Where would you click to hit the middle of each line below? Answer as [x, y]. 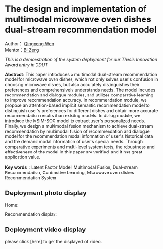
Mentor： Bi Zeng [22, 50]
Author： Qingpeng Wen [30, 44]
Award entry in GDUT [26, 65]
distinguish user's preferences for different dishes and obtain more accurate [81, 110]
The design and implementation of [76, 9]
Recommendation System [31, 178]
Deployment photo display [46, 193]
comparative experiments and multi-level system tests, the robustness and [80, 147]
